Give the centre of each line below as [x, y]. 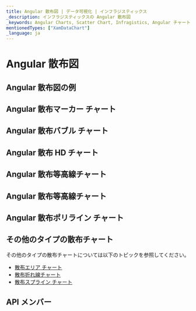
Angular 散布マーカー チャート [61, 109]
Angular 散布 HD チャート [52, 153]
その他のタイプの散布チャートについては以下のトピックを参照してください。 [98, 255]
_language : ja [23, 33]
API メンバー [29, 302]
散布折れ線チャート [38, 274]
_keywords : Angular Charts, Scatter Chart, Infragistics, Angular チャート [98, 22]
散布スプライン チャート [43, 282]
